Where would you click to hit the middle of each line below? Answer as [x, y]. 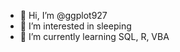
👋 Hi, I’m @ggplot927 [63, 15]
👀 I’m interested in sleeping [75, 26]
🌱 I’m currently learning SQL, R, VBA [94, 36]
